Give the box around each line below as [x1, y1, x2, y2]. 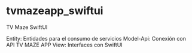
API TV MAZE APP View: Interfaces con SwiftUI [6, 41, 123, 48]
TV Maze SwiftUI [6, 24, 48, 31]
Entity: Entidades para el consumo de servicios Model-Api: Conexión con [6, 35, 187, 42]
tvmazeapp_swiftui [6, 4, 103, 18]
